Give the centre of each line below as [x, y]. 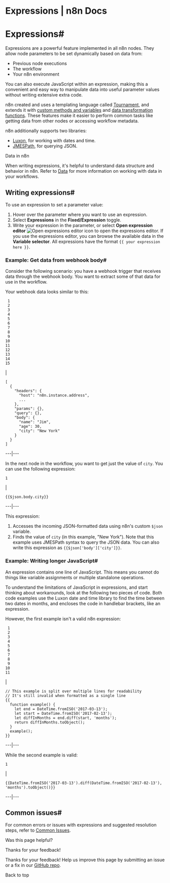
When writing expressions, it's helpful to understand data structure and [80, 166]
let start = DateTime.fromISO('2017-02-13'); [63, 713]
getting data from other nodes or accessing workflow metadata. [72, 121]
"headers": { [28, 391]
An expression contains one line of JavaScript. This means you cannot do [82, 572]
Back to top [17, 875]
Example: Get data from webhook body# [56, 260]
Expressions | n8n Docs [56, 11]
